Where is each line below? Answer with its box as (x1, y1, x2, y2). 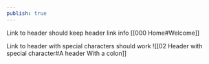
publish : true (6, 10, 47, 17)
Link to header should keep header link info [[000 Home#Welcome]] (6, 29, 200, 37)
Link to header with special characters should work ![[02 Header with (6, 42, 203, 50)
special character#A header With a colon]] (6, 49, 127, 57)
